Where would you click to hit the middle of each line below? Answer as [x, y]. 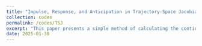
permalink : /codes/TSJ [35, 23]
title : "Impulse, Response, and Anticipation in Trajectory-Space [91, 12]
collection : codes [29, 17]
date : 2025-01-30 [28, 34]
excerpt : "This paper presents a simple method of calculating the [93, 28]
